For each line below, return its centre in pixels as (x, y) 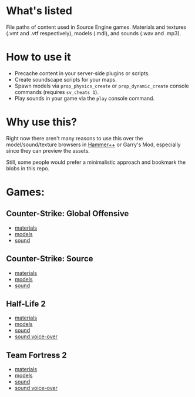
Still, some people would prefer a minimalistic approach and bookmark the (96, 162)
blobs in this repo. (28, 168)
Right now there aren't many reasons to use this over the (75, 138)
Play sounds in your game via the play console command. (84, 98)
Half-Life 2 (26, 304)
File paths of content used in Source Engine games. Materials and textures (96, 27)
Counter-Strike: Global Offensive (68, 213)
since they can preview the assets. (48, 150)
